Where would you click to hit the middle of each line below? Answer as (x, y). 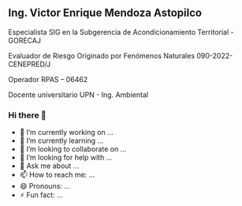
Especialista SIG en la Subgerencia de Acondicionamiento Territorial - (121, 32)
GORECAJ (25, 40)
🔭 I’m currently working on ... (66, 133)
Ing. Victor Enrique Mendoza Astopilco (105, 13)
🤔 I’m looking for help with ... (66, 158)
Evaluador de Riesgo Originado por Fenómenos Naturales (102, 55)
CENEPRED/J (30, 64)
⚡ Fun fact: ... (41, 195)
